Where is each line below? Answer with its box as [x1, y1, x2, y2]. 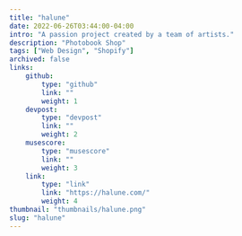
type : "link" [41, 180, 91, 189]
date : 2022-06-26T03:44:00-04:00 [9, 22, 134, 31]
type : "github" [41, 80, 99, 89]
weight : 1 [41, 96, 78, 106]
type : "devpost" [41, 113, 102, 122]
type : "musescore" [41, 146, 110, 155]
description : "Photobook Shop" [9, 38, 126, 48]
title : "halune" [9, 13, 70, 22]
